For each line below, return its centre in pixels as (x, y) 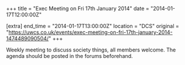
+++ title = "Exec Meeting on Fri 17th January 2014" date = (78, 8)
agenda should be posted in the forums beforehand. (69, 56)
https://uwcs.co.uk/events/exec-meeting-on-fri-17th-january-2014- (91, 32)
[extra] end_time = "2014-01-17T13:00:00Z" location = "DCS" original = (92, 26)
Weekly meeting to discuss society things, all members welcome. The (91, 50)
